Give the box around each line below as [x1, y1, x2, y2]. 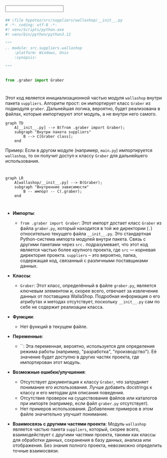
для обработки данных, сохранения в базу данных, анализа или [12, 437, 151, 443]
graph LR [5, 176, 24, 181]
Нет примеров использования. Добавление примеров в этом [20, 406, 153, 412]
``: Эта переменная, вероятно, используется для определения [20, 343, 155, 349]
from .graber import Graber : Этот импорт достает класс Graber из [20, 220, 162, 226]
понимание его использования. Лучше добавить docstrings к [20, 384, 152, 390]
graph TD [5, 120, 24, 126]
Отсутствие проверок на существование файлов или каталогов [20, 395, 157, 401]
